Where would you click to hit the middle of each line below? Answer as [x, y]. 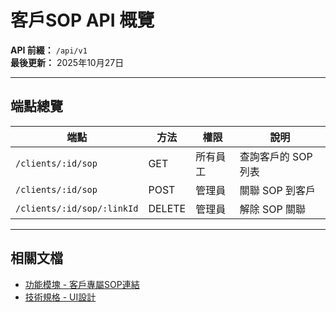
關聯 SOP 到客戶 [277, 190]
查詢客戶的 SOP [276, 156]
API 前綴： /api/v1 [49, 50]
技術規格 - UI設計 [60, 297]
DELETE [167, 208]
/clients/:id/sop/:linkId [77, 208]
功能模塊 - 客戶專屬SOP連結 [82, 284]
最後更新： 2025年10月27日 [67, 62]
